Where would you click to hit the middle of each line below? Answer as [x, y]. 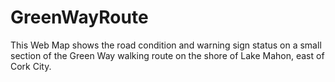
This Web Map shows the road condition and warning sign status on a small [166, 45]
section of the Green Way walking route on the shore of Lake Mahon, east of [167, 55]
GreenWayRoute [79, 17]
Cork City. [31, 66]
